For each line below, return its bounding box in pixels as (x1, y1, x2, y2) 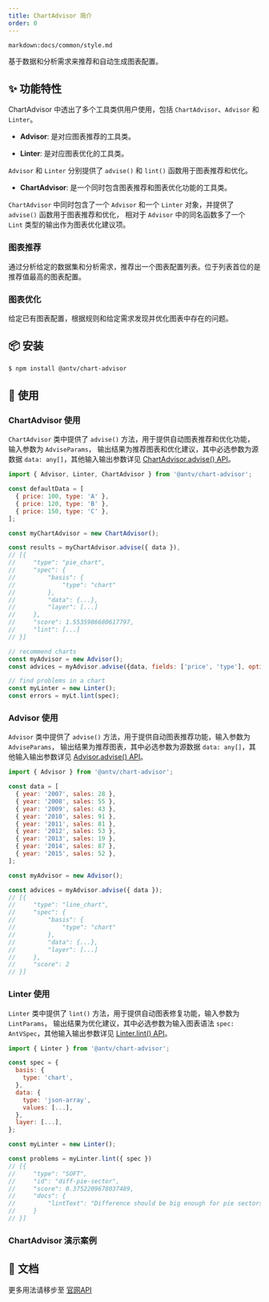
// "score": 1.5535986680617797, (8, 618, 134, 626)
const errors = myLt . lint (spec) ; (8, 692, 120, 700)
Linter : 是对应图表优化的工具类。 (19, 149, 129, 159)
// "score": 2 (8, 960, 70, 968)
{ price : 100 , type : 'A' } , (15, 492, 110, 501)
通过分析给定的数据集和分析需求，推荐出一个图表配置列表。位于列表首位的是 (8, 261, 261, 271)
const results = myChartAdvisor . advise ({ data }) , (8, 544, 181, 552)
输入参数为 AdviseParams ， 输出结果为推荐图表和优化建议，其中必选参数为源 (8, 444, 259, 454)
